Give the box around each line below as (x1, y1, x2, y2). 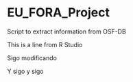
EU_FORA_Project (7, 5, 110, 20)
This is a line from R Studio (7, 40, 83, 49)
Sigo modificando (7, 53, 57, 62)
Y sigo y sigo (7, 67, 44, 75)
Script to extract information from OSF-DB (7, 27, 127, 36)
